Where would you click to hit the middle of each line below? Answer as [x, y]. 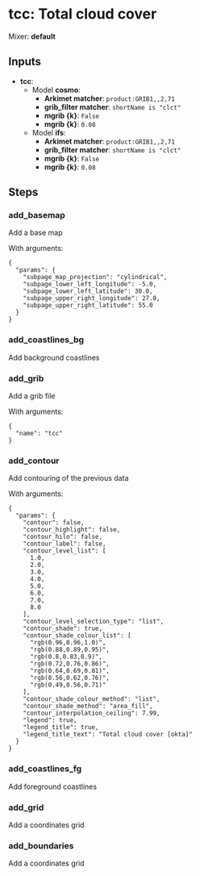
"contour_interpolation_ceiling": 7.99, [92, 713]
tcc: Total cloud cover [83, 14]
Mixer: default [32, 36]
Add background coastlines [54, 357]
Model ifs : [49, 132]
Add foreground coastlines [53, 786]
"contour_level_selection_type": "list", [93, 622]
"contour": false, [54, 523]
